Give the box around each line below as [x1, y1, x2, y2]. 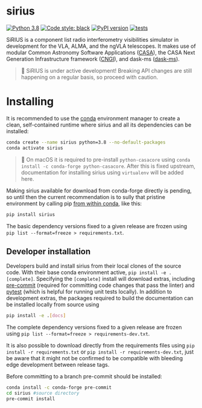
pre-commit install [6, 395, 55, 402]
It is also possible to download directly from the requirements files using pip [6, 342, 195, 349]
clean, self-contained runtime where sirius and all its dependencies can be [6, 121, 192, 128]
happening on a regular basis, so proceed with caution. [21, 73, 159, 81]
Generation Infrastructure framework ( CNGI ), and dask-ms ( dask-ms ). [6, 55, 180, 62]
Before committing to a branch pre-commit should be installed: [6, 373, 163, 380]
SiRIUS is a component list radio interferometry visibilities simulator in [6, 36, 179, 43]
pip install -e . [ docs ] [6, 313, 66, 319]
